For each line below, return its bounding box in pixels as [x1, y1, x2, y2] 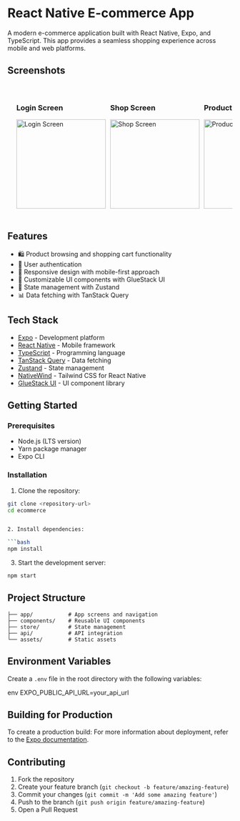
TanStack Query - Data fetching [17, 356, 112, 364]
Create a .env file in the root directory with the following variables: [7, 674, 202, 683]
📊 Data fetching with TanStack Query [17, 291, 129, 299]
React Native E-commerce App [7, 5, 194, 21]
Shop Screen [110, 102, 156, 112]
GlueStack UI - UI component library [17, 379, 125, 387]
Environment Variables [7, 655, 111, 667]
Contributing [7, 756, 66, 768]
